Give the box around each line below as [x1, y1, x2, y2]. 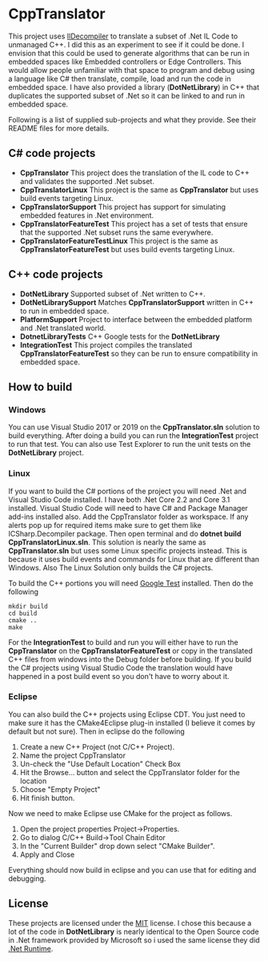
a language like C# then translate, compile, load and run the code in [8, 74, 231, 83]
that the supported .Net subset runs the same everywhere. [19, 227, 214, 237]
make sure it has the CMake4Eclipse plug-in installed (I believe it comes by [8, 718, 256, 727]
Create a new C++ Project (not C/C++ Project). [19, 742, 175, 751]
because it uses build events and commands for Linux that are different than [8, 554, 260, 564]
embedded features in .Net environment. [19, 210, 154, 220]
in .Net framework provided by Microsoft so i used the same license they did [8, 935, 260, 945]
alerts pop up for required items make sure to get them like [8, 520, 202, 529]
